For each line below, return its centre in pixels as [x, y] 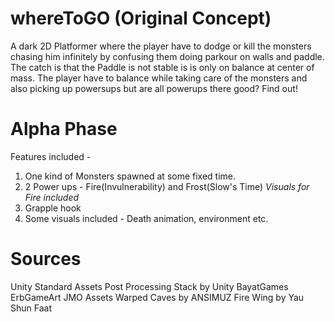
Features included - [51, 156]
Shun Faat [31, 308]
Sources [46, 259]
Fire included [52, 197]
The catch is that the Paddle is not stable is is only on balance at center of [162, 67]
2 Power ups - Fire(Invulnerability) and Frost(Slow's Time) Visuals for [167, 186]
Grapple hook [53, 208]
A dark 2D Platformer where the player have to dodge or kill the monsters [161, 46]
